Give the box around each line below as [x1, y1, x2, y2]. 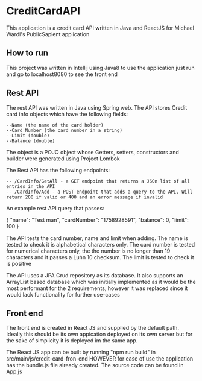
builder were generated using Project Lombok [6, 155, 121, 162]
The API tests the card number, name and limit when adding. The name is [6, 234, 189, 242]
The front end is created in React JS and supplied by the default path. [6, 324, 180, 332]
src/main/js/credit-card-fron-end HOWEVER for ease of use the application [6, 355, 194, 362]
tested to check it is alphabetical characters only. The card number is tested [6, 241, 195, 248]
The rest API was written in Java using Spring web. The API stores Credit [6, 104, 188, 111]
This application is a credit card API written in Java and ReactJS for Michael [6, 24, 195, 31]
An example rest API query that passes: [6, 204, 104, 212]
